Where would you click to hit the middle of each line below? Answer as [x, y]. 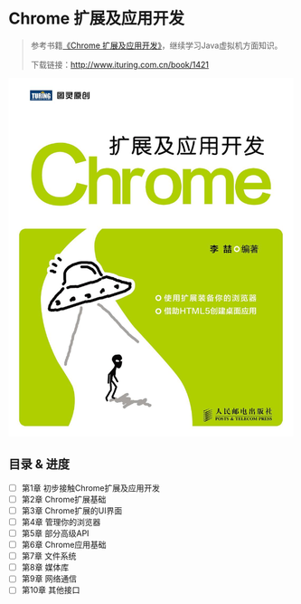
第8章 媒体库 [45, 568]
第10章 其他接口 [51, 590]
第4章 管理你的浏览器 [61, 522]
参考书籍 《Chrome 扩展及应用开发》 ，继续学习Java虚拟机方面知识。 [156, 45]
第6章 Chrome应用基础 [64, 545]
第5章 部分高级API [55, 533]
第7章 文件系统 [49, 556]
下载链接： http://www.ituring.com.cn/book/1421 [120, 64]
